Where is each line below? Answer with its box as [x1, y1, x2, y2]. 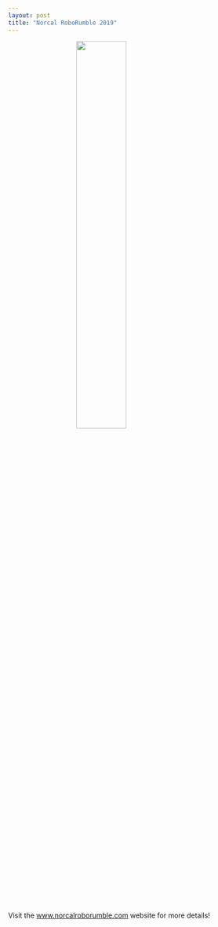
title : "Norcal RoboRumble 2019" [8, 19, 118, 27]
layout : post [8, 11, 51, 20]
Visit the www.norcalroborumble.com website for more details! [8, 911, 210, 920]
